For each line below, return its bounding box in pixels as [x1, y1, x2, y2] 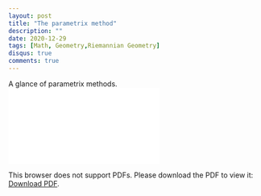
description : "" [8, 27, 63, 35]
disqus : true [8, 49, 52, 57]
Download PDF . [8, 178, 60, 188]
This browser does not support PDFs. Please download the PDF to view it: [8, 170, 254, 180]
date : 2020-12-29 [8, 34, 67, 43]
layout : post [8, 11, 52, 20]
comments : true [8, 57, 60, 65]
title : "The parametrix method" [8, 19, 117, 27]
